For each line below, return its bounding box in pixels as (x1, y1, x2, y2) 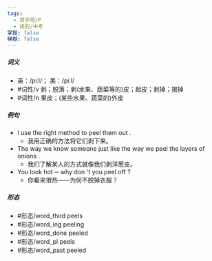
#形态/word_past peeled (17, 246, 87, 255)
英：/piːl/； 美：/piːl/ (17, 76, 75, 85)
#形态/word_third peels (17, 211, 83, 220)
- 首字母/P (13, 17, 41, 23)
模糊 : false (7, 36, 39, 43)
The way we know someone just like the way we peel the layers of (17, 145, 205, 153)
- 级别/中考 (13, 23, 43, 30)
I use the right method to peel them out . (17, 129, 132, 137)
